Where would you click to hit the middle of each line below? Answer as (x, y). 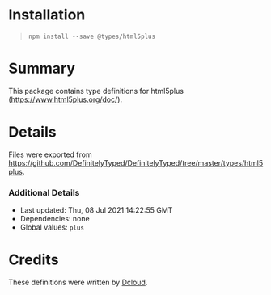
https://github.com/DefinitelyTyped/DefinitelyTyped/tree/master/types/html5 (136, 162)
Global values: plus (52, 227)
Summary (42, 68)
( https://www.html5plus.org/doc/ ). (66, 99)
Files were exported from (50, 154)
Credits (34, 260)
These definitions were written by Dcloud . (78, 282)
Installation (47, 15)
